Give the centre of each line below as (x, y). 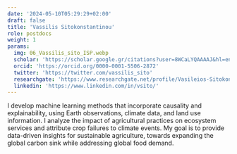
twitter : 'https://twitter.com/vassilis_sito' (83, 72)
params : (19, 46)
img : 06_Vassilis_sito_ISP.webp (61, 53)
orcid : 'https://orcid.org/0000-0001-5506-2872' (86, 66)
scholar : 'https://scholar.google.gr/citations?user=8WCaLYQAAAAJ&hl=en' (124, 60)
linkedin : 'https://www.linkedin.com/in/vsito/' (86, 86)
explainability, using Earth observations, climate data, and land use (104, 113)
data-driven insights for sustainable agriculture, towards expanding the (110, 136)
